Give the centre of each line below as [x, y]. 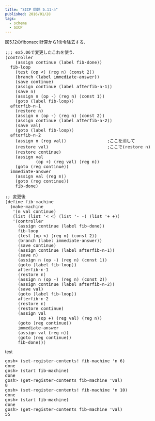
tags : [10, 18]
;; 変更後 [15, 197]
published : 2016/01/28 [28, 14]
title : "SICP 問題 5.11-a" [31, 9]
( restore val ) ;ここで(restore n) [83, 147]
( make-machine [27, 207]
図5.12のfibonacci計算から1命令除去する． [46, 42]
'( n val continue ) [35, 212]
